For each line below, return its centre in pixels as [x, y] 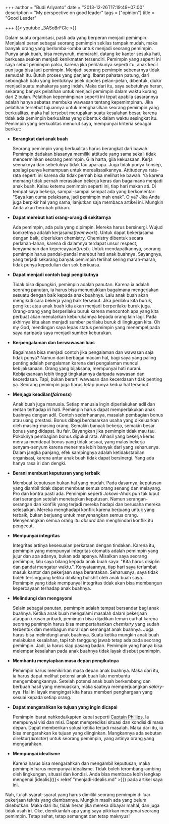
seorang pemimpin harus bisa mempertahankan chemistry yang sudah [86, 624]
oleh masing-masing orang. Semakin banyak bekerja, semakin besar [83, 426]
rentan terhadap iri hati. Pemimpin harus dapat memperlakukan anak [84, 409]
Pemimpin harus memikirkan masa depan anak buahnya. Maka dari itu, [86, 670]
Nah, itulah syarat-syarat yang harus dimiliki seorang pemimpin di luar [78, 795]
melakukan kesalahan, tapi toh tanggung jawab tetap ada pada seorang [87, 640]
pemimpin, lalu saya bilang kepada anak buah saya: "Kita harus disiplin [86, 561]
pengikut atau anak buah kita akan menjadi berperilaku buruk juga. [82, 306]
